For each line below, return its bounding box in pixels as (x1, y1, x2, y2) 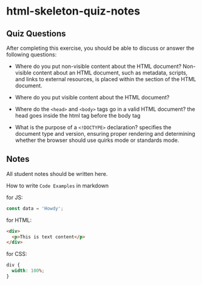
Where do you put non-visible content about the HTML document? (15, 62, 182, 70)
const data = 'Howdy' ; (6, 205, 64, 212)
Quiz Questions (6, 29, 66, 39)
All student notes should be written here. (6, 170, 108, 177)
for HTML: (6, 216, 32, 224)
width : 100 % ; (12, 268, 45, 274)
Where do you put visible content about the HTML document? (15, 94, 170, 101)
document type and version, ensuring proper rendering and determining (15, 130, 195, 137)
